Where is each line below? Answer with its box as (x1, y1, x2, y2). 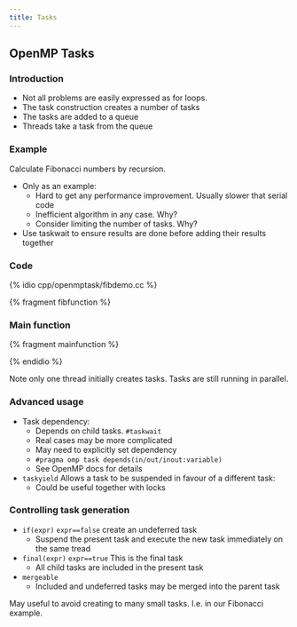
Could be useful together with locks (35, 481, 166, 493)
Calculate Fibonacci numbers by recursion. (9, 163, 167, 174)
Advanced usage (9, 396, 84, 409)
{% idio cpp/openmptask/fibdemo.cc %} (9, 279, 158, 290)
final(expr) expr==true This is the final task (21, 552, 184, 563)
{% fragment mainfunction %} (9, 339, 120, 350)
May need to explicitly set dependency (35, 444, 177, 455)
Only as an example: (21, 180, 98, 191)
